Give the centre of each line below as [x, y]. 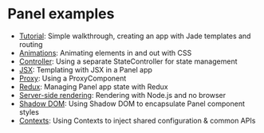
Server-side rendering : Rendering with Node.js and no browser [122, 95]
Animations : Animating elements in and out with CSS [105, 53]
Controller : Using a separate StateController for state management [128, 61]
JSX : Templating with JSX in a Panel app [86, 69]
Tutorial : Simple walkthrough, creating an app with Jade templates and [135, 36]
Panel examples [61, 14]
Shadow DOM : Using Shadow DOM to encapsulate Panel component [132, 104]
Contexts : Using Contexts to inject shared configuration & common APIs [137, 120]
